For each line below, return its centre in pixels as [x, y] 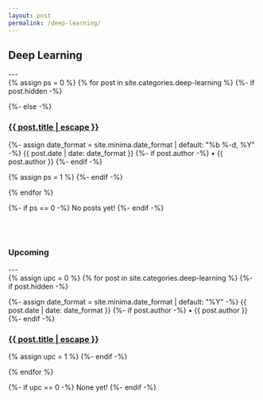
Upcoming [29, 252]
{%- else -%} [30, 107]
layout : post [30, 16]
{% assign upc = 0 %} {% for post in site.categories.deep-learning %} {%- [130, 278]
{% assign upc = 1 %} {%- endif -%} [68, 357]
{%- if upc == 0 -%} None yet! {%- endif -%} [83, 387]
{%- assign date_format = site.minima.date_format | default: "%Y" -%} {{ [128, 301]
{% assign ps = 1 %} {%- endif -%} [66, 177]
